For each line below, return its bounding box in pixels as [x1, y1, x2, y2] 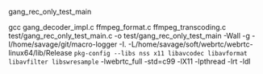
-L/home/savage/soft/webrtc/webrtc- [127, 39, 253, 49]
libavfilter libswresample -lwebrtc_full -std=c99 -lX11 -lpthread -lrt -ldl [8, 56, 251, 66]
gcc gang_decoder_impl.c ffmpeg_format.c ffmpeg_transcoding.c [8, 23, 227, 31]
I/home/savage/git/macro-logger [8, 39, 118, 49]
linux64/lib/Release [8, 48, 73, 57]
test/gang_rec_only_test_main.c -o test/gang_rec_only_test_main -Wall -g [8, 31, 250, 40]
